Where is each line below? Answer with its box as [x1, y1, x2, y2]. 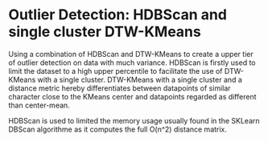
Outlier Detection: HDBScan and [8, 6, 228, 24]
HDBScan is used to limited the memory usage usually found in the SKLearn [8, 116, 260, 125]
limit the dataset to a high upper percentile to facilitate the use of [8, 66, 223, 75]
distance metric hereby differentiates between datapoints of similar [8, 83, 231, 93]
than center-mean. [8, 100, 70, 110]
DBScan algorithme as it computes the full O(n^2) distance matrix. [8, 124, 228, 134]
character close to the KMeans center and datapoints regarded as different [8, 91, 257, 101]
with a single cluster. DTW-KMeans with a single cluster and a [37, 75, 243, 84]
